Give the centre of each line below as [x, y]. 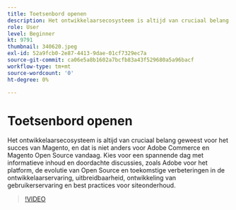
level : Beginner [31, 34]
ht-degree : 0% [28, 80]
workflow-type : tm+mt [39, 66]
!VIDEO [35, 199]
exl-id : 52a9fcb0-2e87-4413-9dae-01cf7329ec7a [77, 54]
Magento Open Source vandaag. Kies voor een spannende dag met [105, 156]
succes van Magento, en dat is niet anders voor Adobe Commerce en [108, 148]
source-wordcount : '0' [41, 73]
